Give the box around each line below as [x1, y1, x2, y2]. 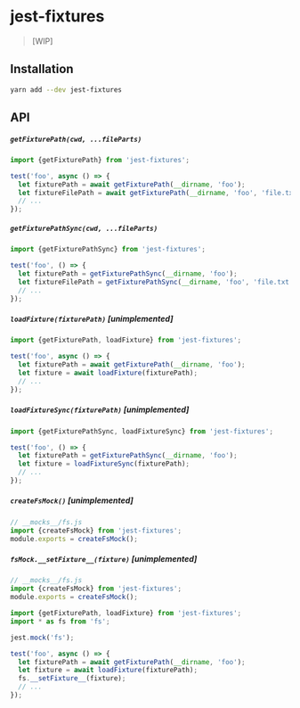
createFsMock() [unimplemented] [10, 495, 134, 506]
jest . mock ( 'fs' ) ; [10, 633, 75, 642]
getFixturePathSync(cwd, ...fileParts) [10, 224, 158, 233]
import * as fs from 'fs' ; [10, 617, 110, 626]
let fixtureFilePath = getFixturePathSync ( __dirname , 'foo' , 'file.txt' [18, 277, 294, 286]
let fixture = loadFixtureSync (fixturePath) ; [18, 459, 191, 469]
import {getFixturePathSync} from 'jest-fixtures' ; [10, 245, 206, 254]
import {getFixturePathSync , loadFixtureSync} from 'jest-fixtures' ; [10, 426, 274, 436]
